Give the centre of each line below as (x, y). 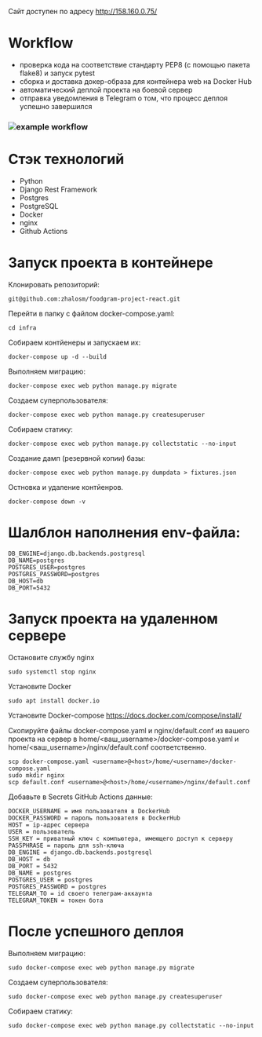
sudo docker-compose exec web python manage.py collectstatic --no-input (131, 1025)
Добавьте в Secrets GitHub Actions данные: (80, 797)
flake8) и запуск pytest (57, 73)
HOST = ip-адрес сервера (49, 825)
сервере (37, 635)
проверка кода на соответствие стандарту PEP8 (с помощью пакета (135, 64)
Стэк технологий (66, 159)
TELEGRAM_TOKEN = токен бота (56, 900)
